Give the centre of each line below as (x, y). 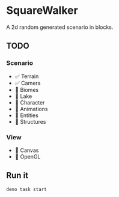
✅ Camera (28, 83)
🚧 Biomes (27, 89)
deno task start (26, 189)
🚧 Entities (27, 115)
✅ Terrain (27, 76)
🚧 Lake (23, 96)
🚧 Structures (30, 121)
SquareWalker (42, 11)
